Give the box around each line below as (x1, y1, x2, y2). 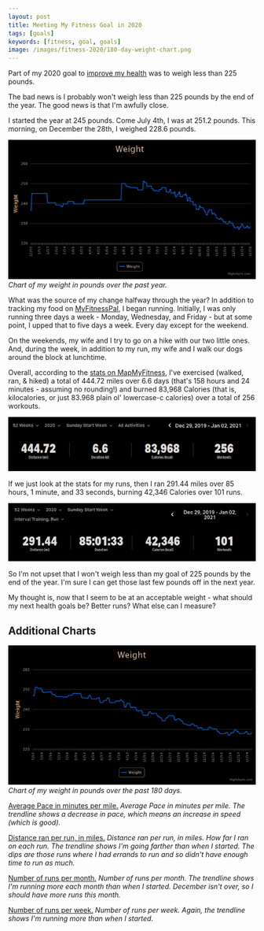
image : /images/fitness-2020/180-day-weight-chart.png (8, 46, 192, 54)
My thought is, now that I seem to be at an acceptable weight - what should (8, 593, 253, 603)
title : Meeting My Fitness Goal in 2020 (8, 20, 143, 29)
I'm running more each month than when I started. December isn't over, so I (8, 882, 254, 892)
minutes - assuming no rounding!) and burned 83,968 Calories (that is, (8, 384, 237, 394)
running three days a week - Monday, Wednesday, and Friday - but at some (8, 312, 253, 322)
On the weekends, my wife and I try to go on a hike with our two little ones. (8, 336, 250, 346)
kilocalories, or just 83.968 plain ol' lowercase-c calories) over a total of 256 (8, 393, 255, 402)
